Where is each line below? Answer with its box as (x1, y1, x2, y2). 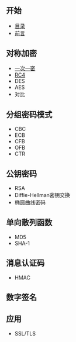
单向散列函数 (6, 217, 53, 227)
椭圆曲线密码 (14, 199, 46, 206)
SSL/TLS (14, 330, 36, 337)
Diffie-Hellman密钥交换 (14, 192, 70, 199)
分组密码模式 (6, 109, 53, 119)
